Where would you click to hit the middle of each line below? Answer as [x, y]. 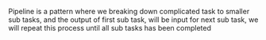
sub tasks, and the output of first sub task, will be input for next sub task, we [133, 20]
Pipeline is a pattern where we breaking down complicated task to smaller [129, 11]
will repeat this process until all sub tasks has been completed [110, 28]
